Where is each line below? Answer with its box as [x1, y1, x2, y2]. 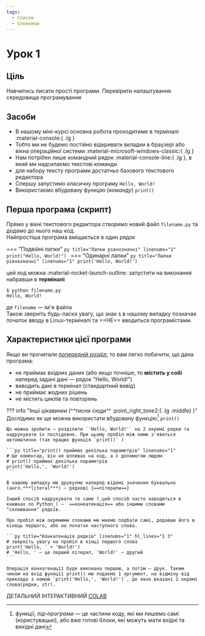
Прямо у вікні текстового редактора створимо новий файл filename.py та [6, 221, 198, 227]
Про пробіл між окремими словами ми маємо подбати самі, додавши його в [6, 517, 195, 524]
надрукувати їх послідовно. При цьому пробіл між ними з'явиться [6, 431, 176, 438]
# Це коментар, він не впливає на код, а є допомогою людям [6, 453, 163, 460]
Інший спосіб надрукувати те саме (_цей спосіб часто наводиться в [6, 496, 182, 502]
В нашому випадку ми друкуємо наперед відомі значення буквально [6, 480, 176, 486]
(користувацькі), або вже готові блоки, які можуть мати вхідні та [15, 616, 185, 624]
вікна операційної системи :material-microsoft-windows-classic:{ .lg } [15, 148, 194, 155]
